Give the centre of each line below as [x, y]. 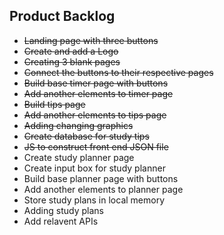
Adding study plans [63, 210]
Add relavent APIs [61, 221]
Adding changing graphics [78, 125]
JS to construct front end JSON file [96, 146]
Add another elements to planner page [103, 189]
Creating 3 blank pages [72, 61]
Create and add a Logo [71, 51]
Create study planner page [79, 157]
